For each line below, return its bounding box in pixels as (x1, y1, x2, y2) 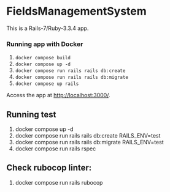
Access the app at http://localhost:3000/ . (6, 92, 110, 99)
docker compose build (15, 55, 71, 61)
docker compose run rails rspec (15, 145, 96, 152)
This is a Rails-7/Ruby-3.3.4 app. (6, 24, 89, 32)
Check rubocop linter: (6, 163, 92, 173)
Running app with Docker (6, 40, 83, 48)
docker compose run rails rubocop (15, 179, 103, 186)
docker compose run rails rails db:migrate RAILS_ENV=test (15, 139, 164, 146)
